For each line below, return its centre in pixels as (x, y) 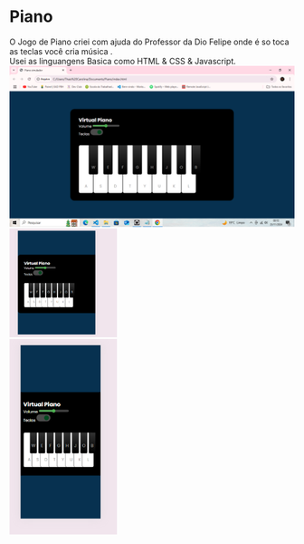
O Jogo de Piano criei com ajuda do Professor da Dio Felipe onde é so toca (149, 42)
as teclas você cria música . (61, 51)
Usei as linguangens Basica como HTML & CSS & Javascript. (123, 61)
